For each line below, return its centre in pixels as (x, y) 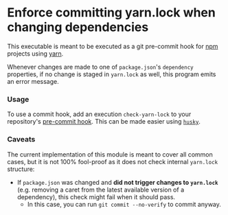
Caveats (21, 139)
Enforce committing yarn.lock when (112, 13)
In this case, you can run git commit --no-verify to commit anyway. (124, 204)
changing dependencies (78, 27)
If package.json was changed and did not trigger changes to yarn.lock (117, 182)
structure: (21, 169)
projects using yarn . (35, 54)
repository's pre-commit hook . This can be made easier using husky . (104, 122)
